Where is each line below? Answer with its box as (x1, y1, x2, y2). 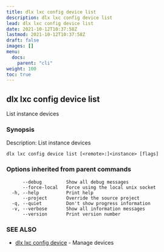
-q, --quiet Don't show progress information (12, 200, 151, 206)
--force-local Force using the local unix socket (22, 184, 156, 190)
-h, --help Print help (12, 190, 94, 196)
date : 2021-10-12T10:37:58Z (6, 26, 78, 32)
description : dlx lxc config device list (6, 15, 113, 21)
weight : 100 (6, 65, 36, 72)
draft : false (6, 37, 39, 43)
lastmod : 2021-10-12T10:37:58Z (6, 32, 86, 38)
